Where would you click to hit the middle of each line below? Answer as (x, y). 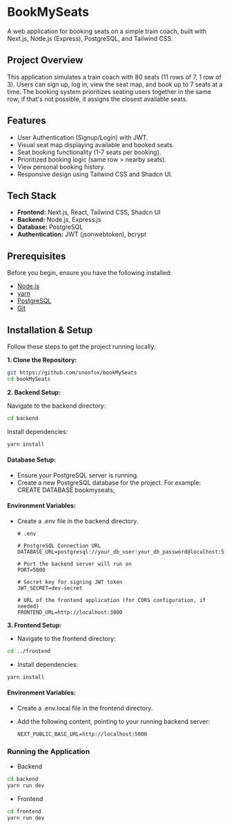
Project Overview (45, 60)
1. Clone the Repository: (42, 360)
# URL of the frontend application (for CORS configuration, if (111, 600)
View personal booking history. (61, 167)
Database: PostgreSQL (50, 227)
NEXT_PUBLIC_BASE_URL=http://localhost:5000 (82, 734)
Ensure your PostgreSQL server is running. (78, 475)
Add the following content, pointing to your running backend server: (113, 721)
